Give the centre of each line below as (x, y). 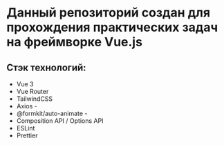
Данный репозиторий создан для (109, 13)
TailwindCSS (35, 99)
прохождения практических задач (112, 27)
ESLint (26, 128)
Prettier (27, 135)
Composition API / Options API (60, 121)
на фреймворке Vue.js (75, 42)
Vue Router (32, 91)
